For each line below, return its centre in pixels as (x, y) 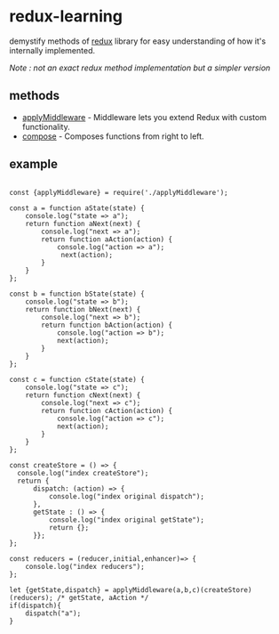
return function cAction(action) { (107, 410)
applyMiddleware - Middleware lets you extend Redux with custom (144, 117)
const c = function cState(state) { (77, 379)
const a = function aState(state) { (77, 208)
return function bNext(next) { (83, 309)
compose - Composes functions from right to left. (113, 136)
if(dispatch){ (36, 606)
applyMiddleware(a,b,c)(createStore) (182, 589)
